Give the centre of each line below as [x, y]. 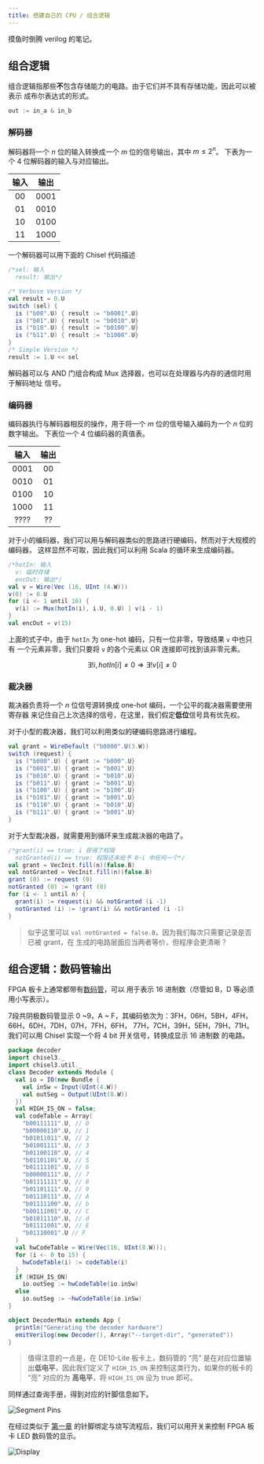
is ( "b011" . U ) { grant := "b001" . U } [75, 783]
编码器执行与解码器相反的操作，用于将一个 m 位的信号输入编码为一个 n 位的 [131, 424]
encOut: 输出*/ [39, 579]
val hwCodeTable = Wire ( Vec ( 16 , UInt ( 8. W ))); [91, 1248]
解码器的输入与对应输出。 [71, 161]
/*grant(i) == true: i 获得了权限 [62, 850]
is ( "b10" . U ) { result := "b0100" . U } [77, 328]
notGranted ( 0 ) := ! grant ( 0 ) [58, 887]
